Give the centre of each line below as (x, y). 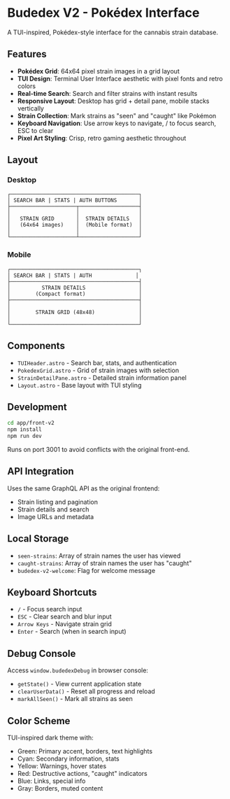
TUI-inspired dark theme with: (51, 738)
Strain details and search (53, 509)
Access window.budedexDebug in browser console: (78, 670)
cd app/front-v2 (31, 423)
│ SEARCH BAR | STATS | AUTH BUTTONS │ (74, 201)
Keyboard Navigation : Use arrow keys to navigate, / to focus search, (117, 123)
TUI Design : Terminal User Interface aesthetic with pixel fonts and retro (120, 78)
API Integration (41, 471)
